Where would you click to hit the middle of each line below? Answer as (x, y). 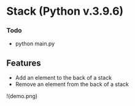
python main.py (35, 44)
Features (24, 63)
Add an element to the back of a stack (64, 78)
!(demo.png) (22, 96)
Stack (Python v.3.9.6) (65, 11)
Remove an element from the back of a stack (72, 85)
